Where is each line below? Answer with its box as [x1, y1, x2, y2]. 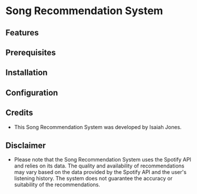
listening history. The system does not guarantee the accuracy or [14, 175, 173, 182]
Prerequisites [5, 47, 56, 57]
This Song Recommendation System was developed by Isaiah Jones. [14, 123, 182, 130]
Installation [5, 68, 48, 78]
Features [5, 28, 39, 38]
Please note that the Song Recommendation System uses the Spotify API [14, 156, 192, 163]
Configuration [5, 87, 58, 98]
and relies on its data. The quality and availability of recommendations [14, 162, 185, 169]
